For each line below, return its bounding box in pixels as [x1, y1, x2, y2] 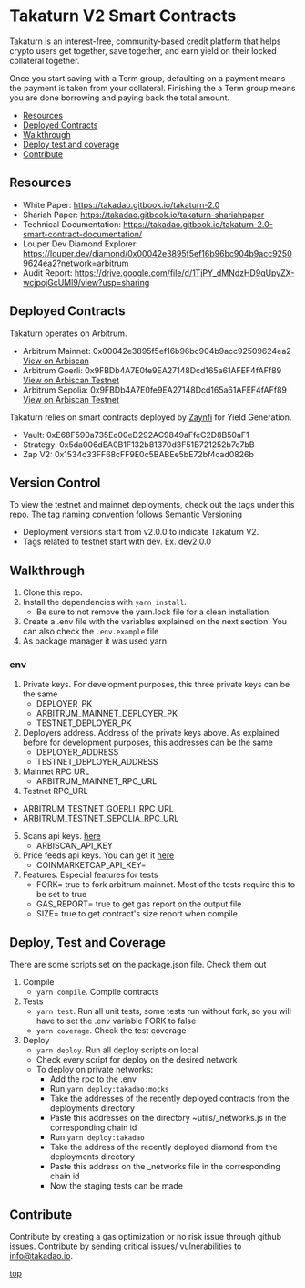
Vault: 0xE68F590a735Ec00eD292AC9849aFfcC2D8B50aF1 [22, 429, 249, 440]
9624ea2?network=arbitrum [22, 257, 129, 268]
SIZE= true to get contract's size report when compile [36, 908, 239, 919]
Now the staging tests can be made [49, 1180, 184, 1191]
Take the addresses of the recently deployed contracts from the [49, 1093, 290, 1105]
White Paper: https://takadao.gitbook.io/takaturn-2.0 [22, 199, 220, 210]
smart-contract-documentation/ [22, 228, 143, 239]
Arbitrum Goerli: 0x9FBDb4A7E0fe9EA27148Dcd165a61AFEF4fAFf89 [22, 364, 282, 375]
